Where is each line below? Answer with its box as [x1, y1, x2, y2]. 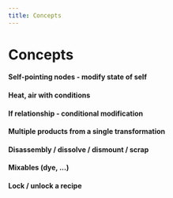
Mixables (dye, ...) [8, 163, 70, 173]
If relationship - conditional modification [8, 109, 144, 118]
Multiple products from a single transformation [8, 127, 166, 136]
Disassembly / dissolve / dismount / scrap [8, 144, 149, 154]
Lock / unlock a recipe [8, 181, 82, 190]
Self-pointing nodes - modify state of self [8, 72, 148, 82]
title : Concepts [8, 11, 62, 20]
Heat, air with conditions [8, 90, 91, 100]
